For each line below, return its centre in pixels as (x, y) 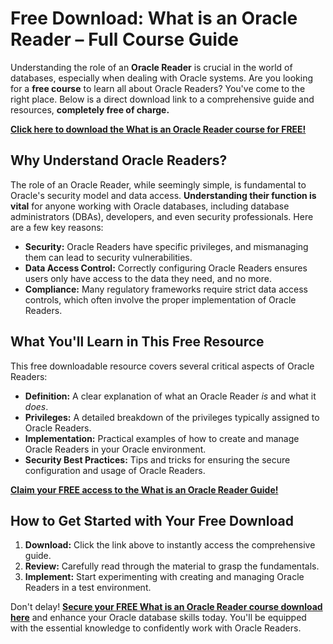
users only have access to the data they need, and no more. (148, 278)
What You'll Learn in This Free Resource (137, 342)
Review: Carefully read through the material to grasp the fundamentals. (172, 566)
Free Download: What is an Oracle (154, 18)
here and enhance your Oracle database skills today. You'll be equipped (158, 618)
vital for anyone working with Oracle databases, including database (150, 206)
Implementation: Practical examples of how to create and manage (162, 438)
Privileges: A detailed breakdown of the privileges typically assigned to (172, 417)
